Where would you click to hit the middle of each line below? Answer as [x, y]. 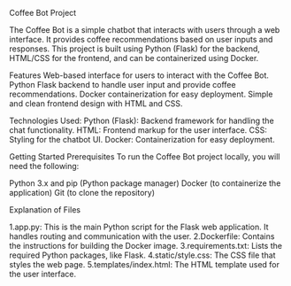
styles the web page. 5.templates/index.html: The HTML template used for [145, 264]
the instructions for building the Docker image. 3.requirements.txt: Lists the [146, 246]
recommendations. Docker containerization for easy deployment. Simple [141, 94]
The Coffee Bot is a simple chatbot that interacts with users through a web [145, 30]
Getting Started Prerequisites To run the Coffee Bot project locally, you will [145, 157]
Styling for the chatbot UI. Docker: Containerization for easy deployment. [142, 139]
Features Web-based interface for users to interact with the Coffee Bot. [139, 75]
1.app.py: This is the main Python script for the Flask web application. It [139, 227]
